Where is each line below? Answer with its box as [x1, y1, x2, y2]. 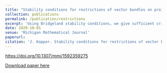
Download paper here [5, 62, 50, 68]
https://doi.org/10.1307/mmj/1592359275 [5, 53, 88, 59]
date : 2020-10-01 [5, 26, 41, 31]
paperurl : [5, 35, 26, 40]
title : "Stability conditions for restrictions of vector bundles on [5, 7, 153, 12]
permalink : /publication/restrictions [5, 16, 85, 21]
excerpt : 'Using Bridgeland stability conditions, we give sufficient [5, 21, 155, 26]
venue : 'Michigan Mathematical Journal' [5, 30, 90, 35]
